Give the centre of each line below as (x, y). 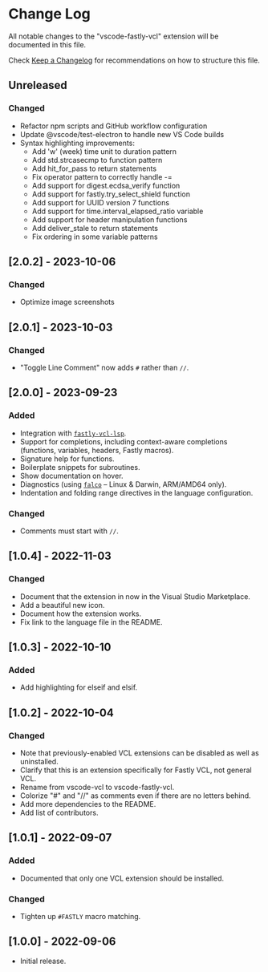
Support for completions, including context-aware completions (124, 441)
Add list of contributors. (59, 813)
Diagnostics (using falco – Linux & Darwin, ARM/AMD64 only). (123, 484)
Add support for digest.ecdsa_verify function (106, 185)
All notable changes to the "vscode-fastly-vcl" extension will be (114, 36)
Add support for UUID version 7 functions (101, 202)
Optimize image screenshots (67, 302)
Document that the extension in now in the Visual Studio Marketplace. (135, 596)
